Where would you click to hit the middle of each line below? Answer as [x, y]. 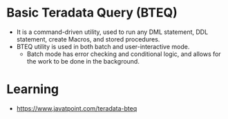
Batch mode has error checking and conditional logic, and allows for [124, 54]
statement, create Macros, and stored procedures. [88, 39]
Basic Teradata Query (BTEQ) [92, 13]
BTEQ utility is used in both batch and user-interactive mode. [103, 46]
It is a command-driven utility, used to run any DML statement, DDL [112, 32]
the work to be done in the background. [83, 61]
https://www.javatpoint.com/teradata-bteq [77, 108]
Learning [33, 90]
